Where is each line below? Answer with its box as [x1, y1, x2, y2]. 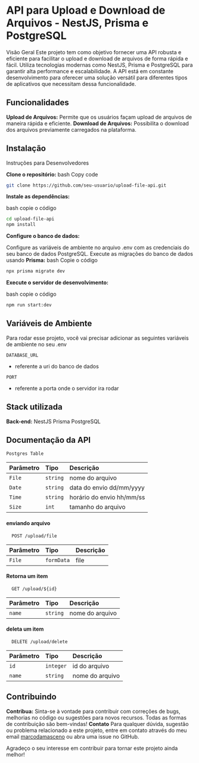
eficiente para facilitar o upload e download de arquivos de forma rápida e [6, 55, 188, 62]
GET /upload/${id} [11, 585, 58, 592]
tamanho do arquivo [69, 503, 126, 511]
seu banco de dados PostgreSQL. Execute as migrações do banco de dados [6, 250, 194, 258]
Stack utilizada [6, 402, 63, 412]
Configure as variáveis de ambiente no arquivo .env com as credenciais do [6, 244, 189, 251]
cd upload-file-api [6, 216, 55, 222]
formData [45, 557, 70, 563]
